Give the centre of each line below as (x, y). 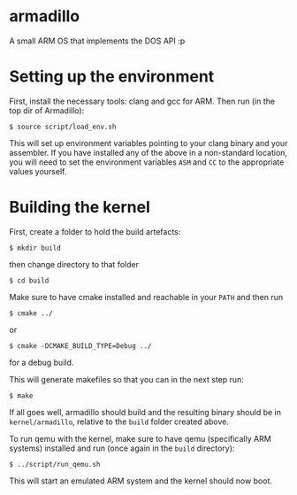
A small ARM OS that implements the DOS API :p (97, 41)
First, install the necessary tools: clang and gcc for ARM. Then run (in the (142, 101)
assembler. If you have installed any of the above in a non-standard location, (148, 152)
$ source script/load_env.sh (63, 127)
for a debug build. (42, 362)
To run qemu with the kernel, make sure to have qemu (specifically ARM (140, 438)
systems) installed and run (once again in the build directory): (122, 448)
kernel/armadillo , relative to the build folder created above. (119, 422)
